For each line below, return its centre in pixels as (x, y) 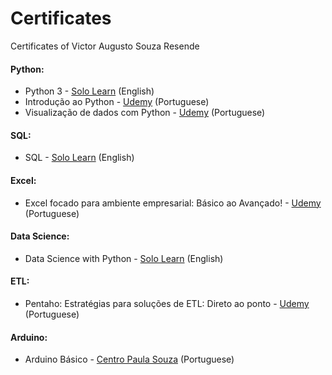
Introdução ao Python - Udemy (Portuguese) (117, 102)
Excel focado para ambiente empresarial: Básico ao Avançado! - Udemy (173, 203)
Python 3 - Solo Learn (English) (89, 91)
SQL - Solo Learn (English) (79, 158)
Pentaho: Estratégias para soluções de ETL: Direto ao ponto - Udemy (167, 303)
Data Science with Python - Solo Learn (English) (124, 258)
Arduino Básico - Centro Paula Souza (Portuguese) (129, 359)
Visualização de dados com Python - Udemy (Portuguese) (145, 113)
